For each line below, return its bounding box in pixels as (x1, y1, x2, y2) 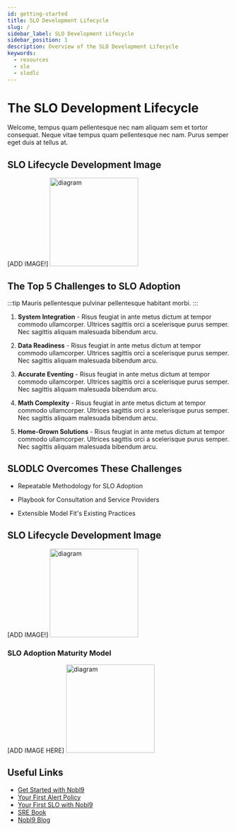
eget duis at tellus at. (7, 138, 69, 147)
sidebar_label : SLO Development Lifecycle (7, 30, 134, 37)
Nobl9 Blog (17, 815, 51, 824)
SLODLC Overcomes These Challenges (7, 463, 182, 475)
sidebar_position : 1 (7, 37, 69, 44)
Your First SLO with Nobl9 (17, 800, 93, 809)
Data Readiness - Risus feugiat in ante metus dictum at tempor (17, 341, 201, 350)
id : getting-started (7, 10, 69, 18)
